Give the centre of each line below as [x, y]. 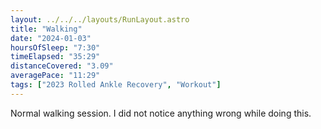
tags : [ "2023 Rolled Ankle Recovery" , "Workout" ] [116, 85]
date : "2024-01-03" [51, 38]
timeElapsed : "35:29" [55, 57]
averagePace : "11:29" [55, 76]
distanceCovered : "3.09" [62, 66]
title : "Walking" [46, 29]
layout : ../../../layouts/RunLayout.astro [100, 19]
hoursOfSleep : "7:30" [55, 47]
